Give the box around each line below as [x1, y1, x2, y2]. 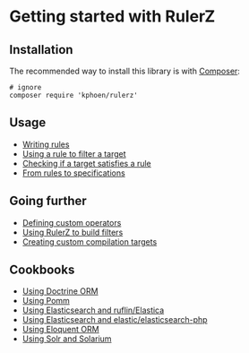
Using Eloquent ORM [21, 324, 100, 335]
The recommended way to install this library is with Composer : [9, 65, 240, 76]
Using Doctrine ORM [21, 286, 99, 297]
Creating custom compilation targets [21, 236, 158, 247]
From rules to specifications [21, 168, 125, 178]
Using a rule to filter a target [21, 148, 127, 159]
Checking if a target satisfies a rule [21, 158, 152, 168]
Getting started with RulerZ [9, 6, 216, 27]
